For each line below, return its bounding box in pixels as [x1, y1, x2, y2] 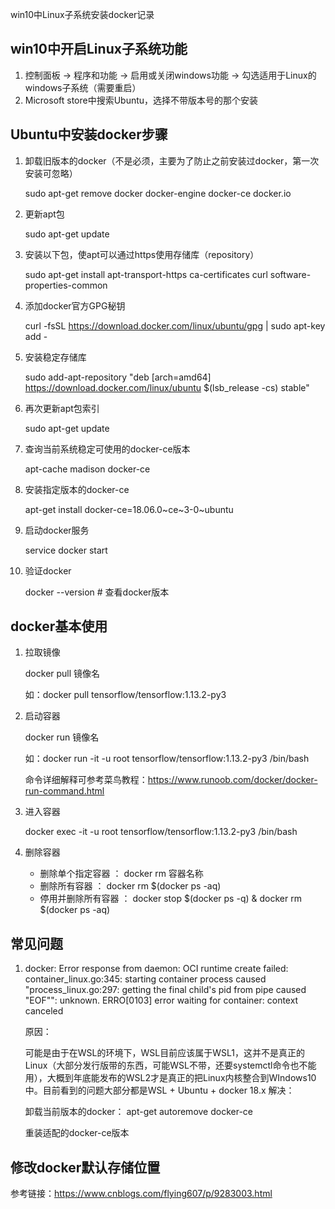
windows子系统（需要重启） [24, 81, 142, 93]
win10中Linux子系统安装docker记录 [10, 9, 155, 20]
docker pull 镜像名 [24, 668, 101, 680]
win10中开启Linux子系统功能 [10, 41, 188, 58]
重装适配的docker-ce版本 [24, 1127, 130, 1139]
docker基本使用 [10, 618, 108, 635]
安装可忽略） [24, 167, 78, 179]
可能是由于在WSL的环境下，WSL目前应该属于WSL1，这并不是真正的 [24, 1047, 305, 1059]
